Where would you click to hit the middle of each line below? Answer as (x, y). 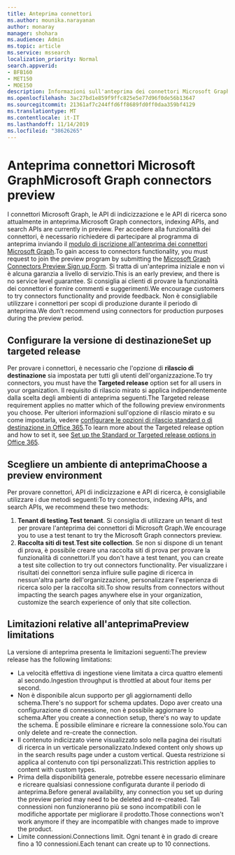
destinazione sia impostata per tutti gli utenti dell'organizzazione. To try (110, 375)
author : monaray (31, 27)
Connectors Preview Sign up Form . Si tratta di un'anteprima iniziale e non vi (116, 266)
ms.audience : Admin (36, 40)
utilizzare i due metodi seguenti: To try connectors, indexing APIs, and (107, 499)
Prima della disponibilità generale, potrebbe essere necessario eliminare (121, 777)
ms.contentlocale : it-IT (43, 117)
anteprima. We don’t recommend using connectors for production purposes (115, 311)
